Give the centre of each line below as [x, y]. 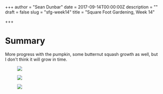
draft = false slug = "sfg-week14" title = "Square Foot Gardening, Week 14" [80, 12]
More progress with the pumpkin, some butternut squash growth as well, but [81, 54]
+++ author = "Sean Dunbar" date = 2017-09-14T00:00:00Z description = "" [81, 7]
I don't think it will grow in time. [36, 59]
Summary [25, 41]
